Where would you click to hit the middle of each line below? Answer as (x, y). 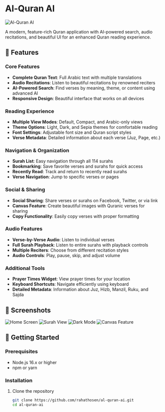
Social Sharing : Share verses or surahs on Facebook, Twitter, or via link (85, 200)
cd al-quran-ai (28, 405)
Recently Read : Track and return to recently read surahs (69, 172)
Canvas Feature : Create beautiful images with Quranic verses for (79, 206)
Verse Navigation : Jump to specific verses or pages (66, 177)
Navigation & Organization (37, 150)
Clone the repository (33, 391)
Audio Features (24, 229)
